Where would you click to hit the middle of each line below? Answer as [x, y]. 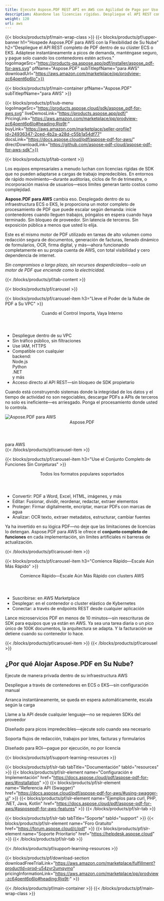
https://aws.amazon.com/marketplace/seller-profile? [79, 129]
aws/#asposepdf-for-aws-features [40, 809]
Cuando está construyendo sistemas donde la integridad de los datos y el [79, 392]
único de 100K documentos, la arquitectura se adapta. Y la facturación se [79, 628]
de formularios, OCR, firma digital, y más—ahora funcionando [67, 245]
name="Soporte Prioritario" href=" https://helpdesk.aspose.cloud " [88, 834]
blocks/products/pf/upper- [130, 37]
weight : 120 [17, 19]
